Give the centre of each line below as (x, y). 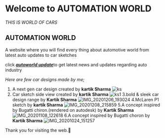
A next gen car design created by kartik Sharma (62, 89)
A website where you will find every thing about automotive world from (77, 49)
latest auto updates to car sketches (41, 55)
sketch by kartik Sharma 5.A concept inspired (86, 105)
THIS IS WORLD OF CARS (31, 22)
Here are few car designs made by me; (45, 79)
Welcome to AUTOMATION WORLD (78, 9)
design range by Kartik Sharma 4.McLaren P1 (85, 99)
